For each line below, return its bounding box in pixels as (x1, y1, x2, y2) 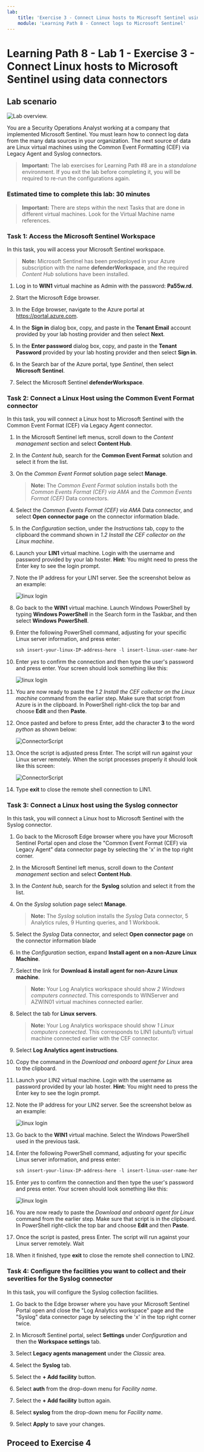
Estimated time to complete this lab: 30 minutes (7, 190, 151, 198)
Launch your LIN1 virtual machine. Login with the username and (15, 550, 175, 557)
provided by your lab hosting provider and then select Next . (15, 330, 165, 337)
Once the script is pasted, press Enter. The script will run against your (15, 1234, 190, 1241)
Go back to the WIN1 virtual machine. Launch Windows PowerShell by (15, 604, 191, 612)
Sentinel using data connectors (7, 72, 168, 86)
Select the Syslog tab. (15, 1361, 71, 1369)
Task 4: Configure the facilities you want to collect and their (7, 1267, 186, 1276)
